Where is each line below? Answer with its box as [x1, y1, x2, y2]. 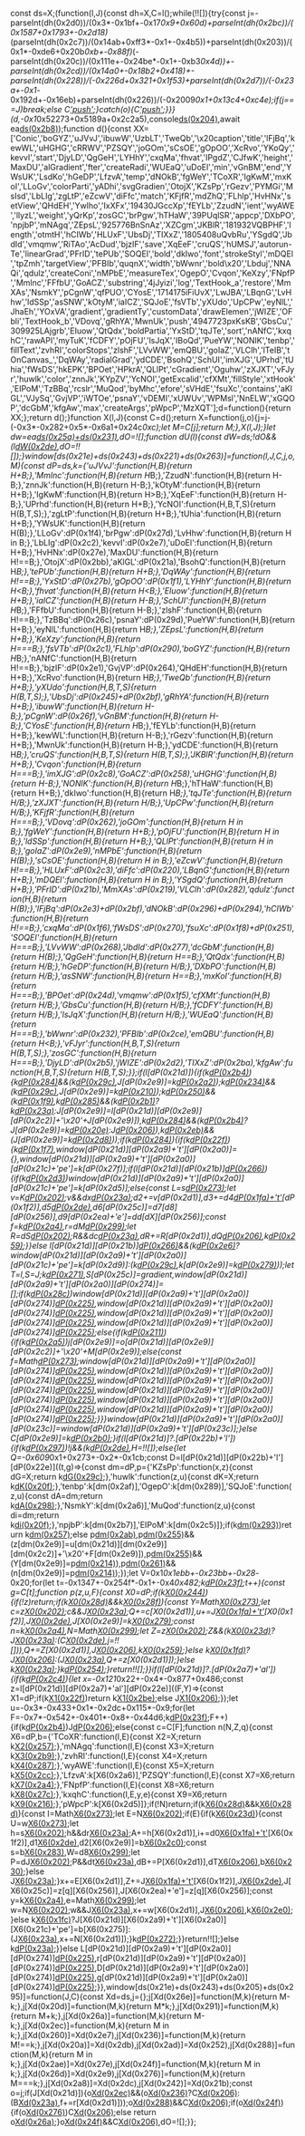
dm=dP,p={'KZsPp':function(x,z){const [107, 1462, 253, 1472]
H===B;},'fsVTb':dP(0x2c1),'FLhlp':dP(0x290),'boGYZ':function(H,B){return [10, 643, 291, 653]
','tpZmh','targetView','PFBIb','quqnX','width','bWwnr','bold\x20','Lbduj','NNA [10, 258, 291, 268]
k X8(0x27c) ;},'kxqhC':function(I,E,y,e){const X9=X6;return [10, 1789, 227, 1800]
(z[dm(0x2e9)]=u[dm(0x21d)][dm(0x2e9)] [10, 1539, 167, 1549]
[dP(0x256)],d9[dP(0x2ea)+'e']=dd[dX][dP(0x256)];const [10, 1212, 227, 1222]
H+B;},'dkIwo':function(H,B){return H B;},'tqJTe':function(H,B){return [38, 788, 292, 798]
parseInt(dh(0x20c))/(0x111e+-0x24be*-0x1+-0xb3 [10, 56, 201, 66]
